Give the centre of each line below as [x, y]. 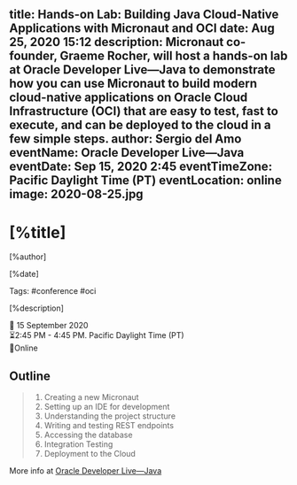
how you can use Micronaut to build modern [133, 84]
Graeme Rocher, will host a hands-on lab [174, 56]
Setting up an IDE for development [107, 407]
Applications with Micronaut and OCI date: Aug [142, 29]
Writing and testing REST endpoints [109, 426]
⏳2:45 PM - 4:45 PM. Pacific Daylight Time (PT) [97, 335]
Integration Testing [78, 444]
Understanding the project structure [109, 416]
